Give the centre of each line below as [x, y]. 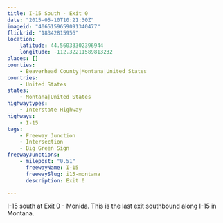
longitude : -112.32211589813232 [66, 52]
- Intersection [42, 142]
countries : [23, 78]
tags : [15, 129]
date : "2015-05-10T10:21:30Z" [51, 20]
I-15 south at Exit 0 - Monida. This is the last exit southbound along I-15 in [112, 206]
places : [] [23, 59]
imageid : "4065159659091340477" [54, 26]
